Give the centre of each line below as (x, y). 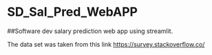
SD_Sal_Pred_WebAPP (72, 12)
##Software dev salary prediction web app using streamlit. (90, 31)
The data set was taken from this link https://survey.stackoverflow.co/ (106, 44)
